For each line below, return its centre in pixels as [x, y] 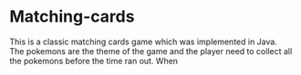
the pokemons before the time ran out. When [94, 61]
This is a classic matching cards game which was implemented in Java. [144, 42]
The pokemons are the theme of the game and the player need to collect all [151, 51]
